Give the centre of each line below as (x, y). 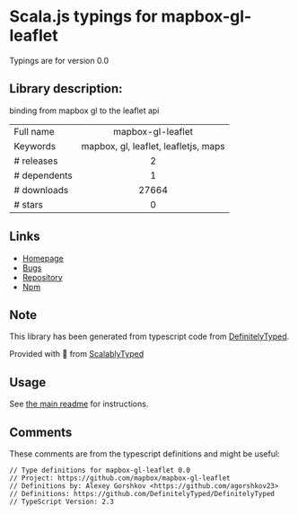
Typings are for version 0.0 (59, 60)
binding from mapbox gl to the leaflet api (84, 111)
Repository (42, 277)
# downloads (41, 190)
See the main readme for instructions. (79, 404)
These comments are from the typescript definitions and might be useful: (145, 454)
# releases (36, 161)
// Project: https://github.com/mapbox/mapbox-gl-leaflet (120, 478)
